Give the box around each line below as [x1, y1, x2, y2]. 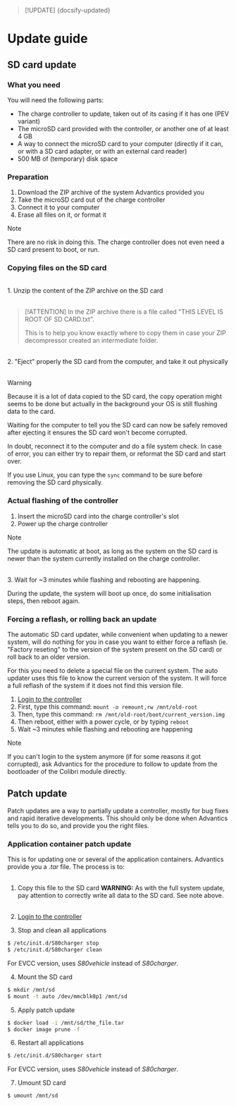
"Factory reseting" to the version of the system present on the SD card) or [7, 645, 223, 654]
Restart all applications [17, 1038, 85, 1047]
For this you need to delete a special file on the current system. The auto [7, 667, 218, 675]
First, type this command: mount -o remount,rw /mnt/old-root [17, 703, 198, 711]
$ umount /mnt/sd [7, 1093, 58, 1100]
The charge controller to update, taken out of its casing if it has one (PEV [17, 109, 229, 118]
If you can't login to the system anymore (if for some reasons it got [7, 753, 201, 761]
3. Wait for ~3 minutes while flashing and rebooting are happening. [7, 575, 201, 584]
